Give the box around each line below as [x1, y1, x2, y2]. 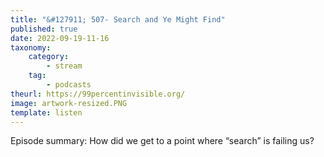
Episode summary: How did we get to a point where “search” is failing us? [10, 135, 315, 147]
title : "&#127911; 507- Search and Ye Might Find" [10, 14, 226, 25]
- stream [46, 61, 83, 71]
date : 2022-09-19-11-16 [10, 33, 110, 43]
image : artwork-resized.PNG [10, 98, 128, 108]
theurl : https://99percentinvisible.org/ [10, 89, 186, 99]
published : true [10, 24, 78, 34]
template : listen [10, 107, 83, 118]
